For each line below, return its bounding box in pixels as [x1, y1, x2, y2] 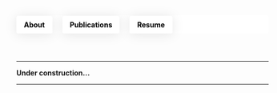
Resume [137, 19, 166, 30]
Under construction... [16, 68, 90, 78]
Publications [69, 19, 113, 30]
